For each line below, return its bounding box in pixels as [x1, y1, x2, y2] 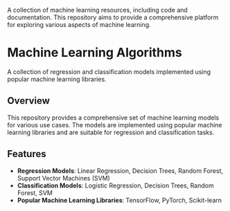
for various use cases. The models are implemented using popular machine [7, 120, 222, 129]
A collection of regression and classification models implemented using [7, 67, 211, 75]
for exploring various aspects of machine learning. [7, 21, 151, 28]
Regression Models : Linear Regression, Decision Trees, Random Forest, [17, 166, 224, 175]
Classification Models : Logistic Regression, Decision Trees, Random [17, 181, 214, 190]
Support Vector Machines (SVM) [17, 174, 111, 182]
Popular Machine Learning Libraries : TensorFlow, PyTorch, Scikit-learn [17, 196, 222, 204]
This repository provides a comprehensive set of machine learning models [7, 113, 220, 122]
